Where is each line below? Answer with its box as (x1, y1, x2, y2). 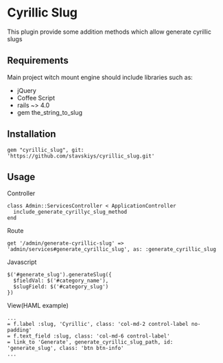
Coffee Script (16, 93, 56, 102)
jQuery (16, 86, 36, 94)
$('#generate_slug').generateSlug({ (7, 272, 112, 278)
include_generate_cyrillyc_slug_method (13, 208, 128, 216)
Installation (7, 129, 56, 140)
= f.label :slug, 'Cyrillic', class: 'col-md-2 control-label (7, 321, 189, 328)
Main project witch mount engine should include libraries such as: (7, 73, 193, 81)
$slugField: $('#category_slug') (13, 283, 109, 290)
